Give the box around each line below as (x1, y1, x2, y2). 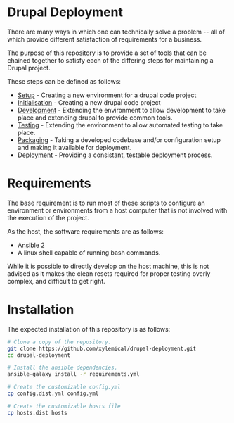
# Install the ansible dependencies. (7, 364, 118, 372)
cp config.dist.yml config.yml (7, 390, 99, 398)
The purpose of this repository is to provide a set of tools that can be (7, 49, 207, 57)
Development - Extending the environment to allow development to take (17, 106, 226, 114)
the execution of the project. (7, 213, 89, 222)
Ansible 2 (17, 241, 46, 249)
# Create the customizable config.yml (7, 384, 121, 391)
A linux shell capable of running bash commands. (17, 248, 161, 257)
